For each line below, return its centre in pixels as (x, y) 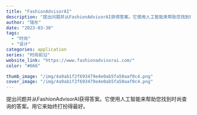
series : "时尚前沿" (28, 55)
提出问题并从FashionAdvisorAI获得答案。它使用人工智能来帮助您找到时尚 (94, 99)
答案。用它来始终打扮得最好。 (52, 106)
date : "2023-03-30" (30, 28)
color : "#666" (23, 66)
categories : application (36, 50)
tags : (13, 33)
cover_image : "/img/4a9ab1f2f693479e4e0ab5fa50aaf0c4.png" (80, 82)
